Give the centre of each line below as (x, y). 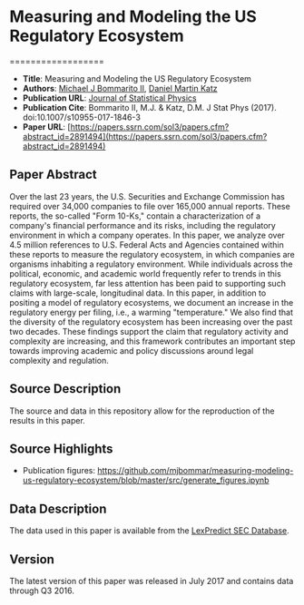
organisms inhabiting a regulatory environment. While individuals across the (151, 264)
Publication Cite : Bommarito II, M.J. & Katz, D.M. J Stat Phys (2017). (149, 107)
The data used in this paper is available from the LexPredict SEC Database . (150, 531)
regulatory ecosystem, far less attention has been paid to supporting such (147, 283)
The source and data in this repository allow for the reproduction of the (142, 411)
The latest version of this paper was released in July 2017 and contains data (152, 581)
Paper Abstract (53, 175)
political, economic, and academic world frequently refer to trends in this (145, 273)
